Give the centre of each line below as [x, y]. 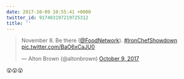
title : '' [19, 23]
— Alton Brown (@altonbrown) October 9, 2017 [80, 59]
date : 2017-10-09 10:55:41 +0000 [49, 12]
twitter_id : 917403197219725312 [47, 18]
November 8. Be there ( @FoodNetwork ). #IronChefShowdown [99, 41]
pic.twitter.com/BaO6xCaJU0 [58, 47]
